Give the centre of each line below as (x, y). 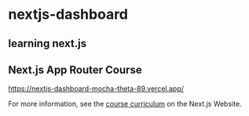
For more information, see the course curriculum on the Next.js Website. (125, 104)
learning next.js (48, 43)
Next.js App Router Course (75, 69)
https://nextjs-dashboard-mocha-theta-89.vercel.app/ (96, 89)
